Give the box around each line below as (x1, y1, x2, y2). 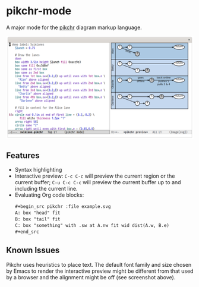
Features (6, 150, 40, 160)
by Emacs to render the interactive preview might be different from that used (6, 267, 194, 275)
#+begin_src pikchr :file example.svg (14, 204, 111, 210)
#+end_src (14, 229, 40, 235)
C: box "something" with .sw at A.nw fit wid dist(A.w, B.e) (14, 222, 170, 228)
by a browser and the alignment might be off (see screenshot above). (6, 273, 176, 280)
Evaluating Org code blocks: (14, 191, 84, 198)
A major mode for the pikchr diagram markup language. (6, 24, 143, 31)
